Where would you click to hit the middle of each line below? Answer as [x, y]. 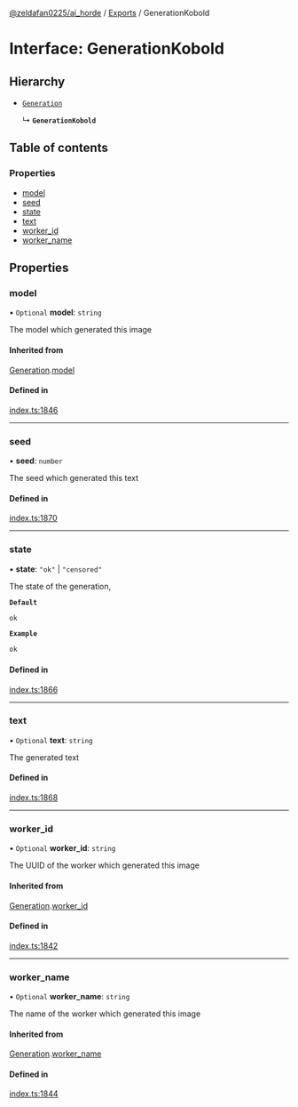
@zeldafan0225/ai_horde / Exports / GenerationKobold [110, 13]
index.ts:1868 [34, 798]
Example [24, 634]
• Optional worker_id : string [63, 848]
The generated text [44, 757]
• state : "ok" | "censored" [56, 569]
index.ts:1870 [33, 518]
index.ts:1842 [34, 945]
